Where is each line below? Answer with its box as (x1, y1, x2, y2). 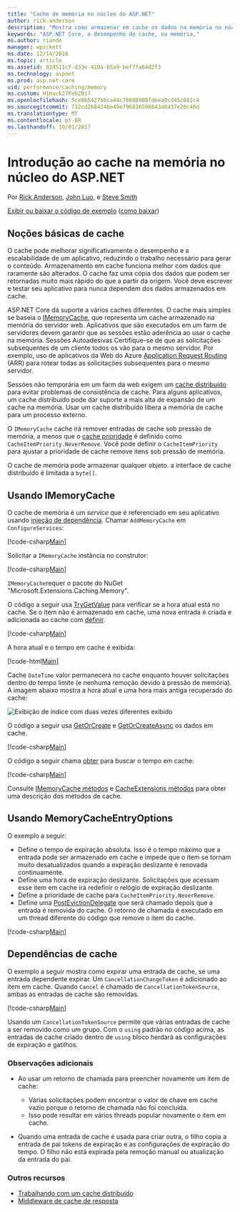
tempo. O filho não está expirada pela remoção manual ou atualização (17, 1147, 224, 1156)
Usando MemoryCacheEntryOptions (7, 812, 174, 825)
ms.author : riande (7, 37, 62, 44)
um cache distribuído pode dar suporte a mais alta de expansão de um (7, 396, 216, 404)
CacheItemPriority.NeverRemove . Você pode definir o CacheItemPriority (7, 440, 218, 449)
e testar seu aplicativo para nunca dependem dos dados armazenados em (7, 284, 226, 293)
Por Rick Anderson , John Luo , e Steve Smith (7, 193, 138, 201)
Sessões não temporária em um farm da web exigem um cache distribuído (7, 380, 227, 389)
